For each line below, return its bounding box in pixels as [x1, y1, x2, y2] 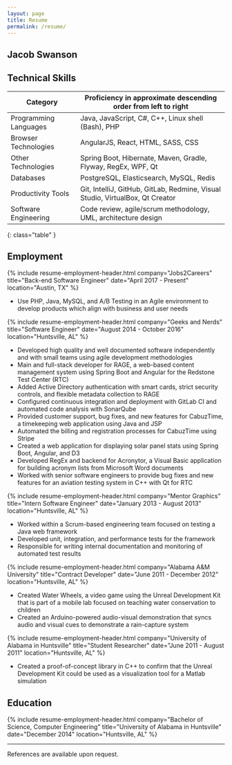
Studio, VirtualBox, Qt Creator [80, 193, 176, 202]
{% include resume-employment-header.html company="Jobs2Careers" [7, 269, 213, 277]
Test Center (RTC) [17, 376, 69, 384]
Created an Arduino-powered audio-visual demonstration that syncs [17, 613, 212, 622]
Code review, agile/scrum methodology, [80, 204, 210, 213]
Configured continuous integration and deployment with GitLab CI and [17, 398, 217, 406]
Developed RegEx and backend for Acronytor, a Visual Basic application [17, 457, 222, 465]
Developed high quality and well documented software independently [17, 346, 215, 354]
